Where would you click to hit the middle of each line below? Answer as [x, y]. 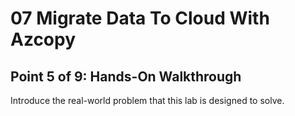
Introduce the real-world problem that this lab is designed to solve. [147, 100]
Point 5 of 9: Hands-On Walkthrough [126, 76]
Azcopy [43, 39]
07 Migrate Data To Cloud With [140, 18]
